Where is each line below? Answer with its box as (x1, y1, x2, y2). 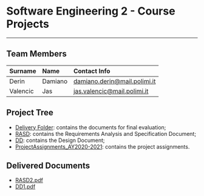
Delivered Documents (6, 160, 90, 171)
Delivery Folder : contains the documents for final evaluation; (15, 123, 166, 131)
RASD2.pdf (15, 177, 44, 184)
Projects (6, 17, 50, 31)
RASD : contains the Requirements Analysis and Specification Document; (15, 130, 196, 137)
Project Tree (6, 107, 53, 118)
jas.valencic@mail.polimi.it (73, 87, 149, 95)
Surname (9, 67, 36, 75)
